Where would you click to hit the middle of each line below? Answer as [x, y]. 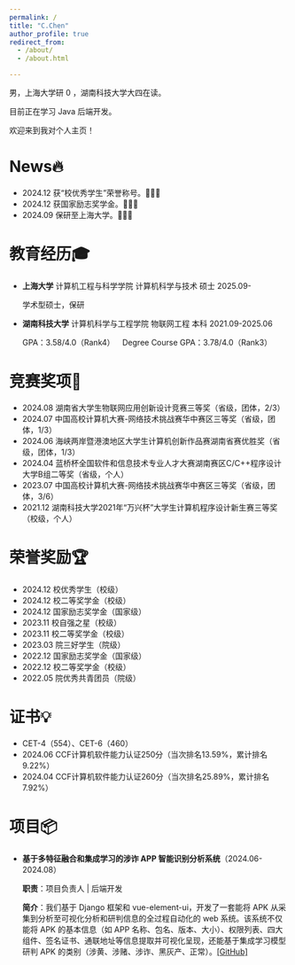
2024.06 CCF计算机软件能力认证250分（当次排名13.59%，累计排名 [145, 754]
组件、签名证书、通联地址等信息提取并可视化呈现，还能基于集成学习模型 [154, 940]
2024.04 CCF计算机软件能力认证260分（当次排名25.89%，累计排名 [146, 776]
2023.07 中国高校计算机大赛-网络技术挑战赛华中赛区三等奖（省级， [145, 485]
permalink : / [33, 17]
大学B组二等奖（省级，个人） [75, 474]
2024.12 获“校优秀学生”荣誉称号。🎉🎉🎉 [91, 192]
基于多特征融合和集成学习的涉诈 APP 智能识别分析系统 [121, 858]
